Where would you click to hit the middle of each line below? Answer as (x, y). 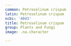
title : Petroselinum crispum (35, 23)
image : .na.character (27, 32)
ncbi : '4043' (18, 18)
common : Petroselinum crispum (36, 9)
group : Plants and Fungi (30, 28)
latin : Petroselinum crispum (35, 14)
